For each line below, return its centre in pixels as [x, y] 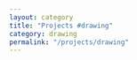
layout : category [41, 17]
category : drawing [43, 34]
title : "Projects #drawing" [61, 26]
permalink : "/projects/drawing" [69, 42]
